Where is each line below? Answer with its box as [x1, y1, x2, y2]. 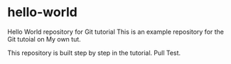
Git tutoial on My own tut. [7, 34, 82, 43]
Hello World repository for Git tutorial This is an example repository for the [7, 27, 225, 36]
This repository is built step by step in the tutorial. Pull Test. [7, 49, 181, 57]
